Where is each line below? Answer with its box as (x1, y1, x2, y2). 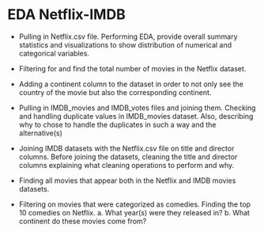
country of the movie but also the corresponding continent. (18, 87, 212, 97)
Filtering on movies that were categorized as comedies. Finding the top (18, 200, 251, 209)
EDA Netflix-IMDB (7, 6, 126, 24)
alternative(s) (18, 128, 62, 138)
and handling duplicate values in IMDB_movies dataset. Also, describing (18, 111, 254, 120)
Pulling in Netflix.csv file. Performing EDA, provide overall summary (18, 32, 238, 41)
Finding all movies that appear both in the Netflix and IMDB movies (18, 176, 236, 185)
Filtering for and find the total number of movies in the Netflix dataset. (18, 63, 247, 73)
